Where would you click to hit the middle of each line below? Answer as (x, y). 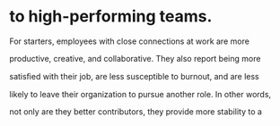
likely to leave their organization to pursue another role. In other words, (140, 94)
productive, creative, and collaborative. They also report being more (135, 58)
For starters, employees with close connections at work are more (129, 41)
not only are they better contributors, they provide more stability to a (136, 111)
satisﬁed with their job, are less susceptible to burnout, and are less (134, 76)
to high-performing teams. (111, 17)
